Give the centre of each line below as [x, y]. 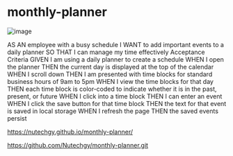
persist [17, 118]
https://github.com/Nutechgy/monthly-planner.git [78, 145]
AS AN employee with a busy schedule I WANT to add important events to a [116, 44]
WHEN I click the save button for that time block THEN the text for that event [117, 103]
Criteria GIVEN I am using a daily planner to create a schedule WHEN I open [115, 59]
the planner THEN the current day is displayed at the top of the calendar [111, 67]
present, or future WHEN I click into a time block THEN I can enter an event [115, 96]
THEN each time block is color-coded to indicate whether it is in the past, [112, 89]
